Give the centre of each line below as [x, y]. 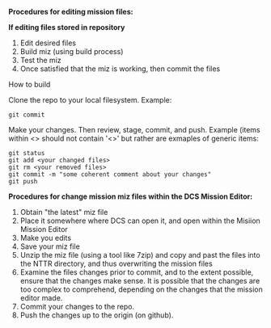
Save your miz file [50, 246]
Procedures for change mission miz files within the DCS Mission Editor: [131, 196]
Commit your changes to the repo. [77, 307]
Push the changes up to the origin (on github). [97, 315]
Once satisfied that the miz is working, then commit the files [120, 69]
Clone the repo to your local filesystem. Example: [90, 100]
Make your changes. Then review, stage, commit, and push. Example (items [134, 130]
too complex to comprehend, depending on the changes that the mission [141, 289]
